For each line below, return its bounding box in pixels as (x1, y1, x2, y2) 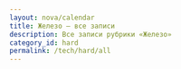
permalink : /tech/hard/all (9, 47, 111, 56)
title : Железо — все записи (9, 22, 116, 30)
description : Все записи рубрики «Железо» (9, 30, 172, 39)
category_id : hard (9, 38, 79, 47)
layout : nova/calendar (9, 13, 95, 22)
